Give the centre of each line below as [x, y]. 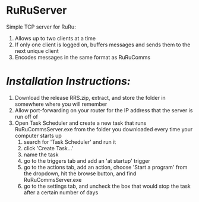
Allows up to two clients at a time [55, 38]
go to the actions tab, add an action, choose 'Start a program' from [105, 167]
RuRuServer [37, 10]
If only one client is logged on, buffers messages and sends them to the [102, 45]
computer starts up [38, 135]
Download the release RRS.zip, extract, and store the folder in [90, 97]
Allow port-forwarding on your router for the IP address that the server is [104, 110]
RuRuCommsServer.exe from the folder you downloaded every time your [104, 129]
